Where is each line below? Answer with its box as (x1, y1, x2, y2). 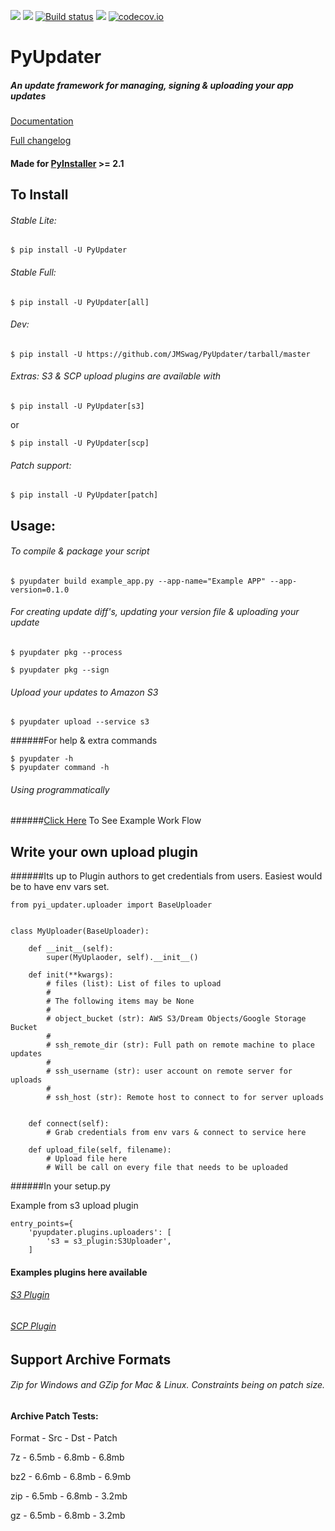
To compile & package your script (10, 545, 150, 557)
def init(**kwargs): (28, 970, 114, 980)
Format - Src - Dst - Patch (10, 1432, 118, 1444)
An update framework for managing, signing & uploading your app (10, 79, 294, 91)
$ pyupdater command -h (10, 763, 110, 773)
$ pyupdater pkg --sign (10, 665, 110, 675)
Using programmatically (10, 783, 110, 795)
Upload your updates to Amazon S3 (10, 686, 159, 698)
